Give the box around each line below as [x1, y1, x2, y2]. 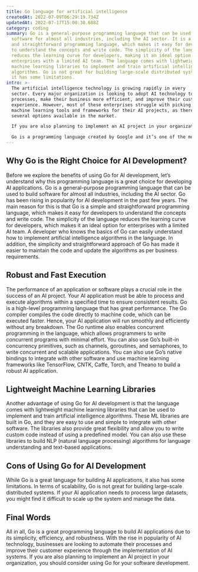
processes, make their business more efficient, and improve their [11, 96, 181, 102]
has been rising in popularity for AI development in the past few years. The [6, 196, 187, 203]
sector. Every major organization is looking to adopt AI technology [11, 91, 186, 97]
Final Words [6, 512, 51, 522]
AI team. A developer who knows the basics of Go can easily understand [6, 228, 183, 235]
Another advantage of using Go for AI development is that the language [6, 400, 180, 407]
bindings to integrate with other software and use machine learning [6, 354, 169, 361]
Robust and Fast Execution [6, 270, 107, 280]
